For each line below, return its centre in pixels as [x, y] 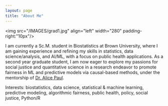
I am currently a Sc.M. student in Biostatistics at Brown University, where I [81, 45]
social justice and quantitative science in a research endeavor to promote [81, 67]
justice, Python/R [23, 98]
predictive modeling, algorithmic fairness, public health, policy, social [76, 92]
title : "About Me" [24, 16]
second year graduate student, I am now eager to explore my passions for [81, 61]
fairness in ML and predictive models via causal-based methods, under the [83, 72]
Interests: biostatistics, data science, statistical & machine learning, [74, 87]
